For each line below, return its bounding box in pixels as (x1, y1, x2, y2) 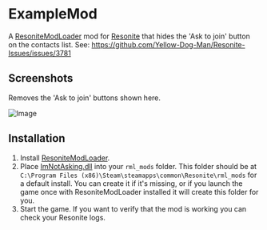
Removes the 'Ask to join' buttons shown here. (8, 93, 161, 103)
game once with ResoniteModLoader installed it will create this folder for (19, 187, 259, 196)
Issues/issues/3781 (8, 48, 72, 58)
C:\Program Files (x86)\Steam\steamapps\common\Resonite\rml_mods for (19, 170, 257, 180)
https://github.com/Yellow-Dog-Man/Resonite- (91, 39, 245, 49)
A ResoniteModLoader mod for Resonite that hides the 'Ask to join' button (8, 31, 250, 41)
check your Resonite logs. (19, 212, 106, 222)
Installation (8, 131, 66, 145)
